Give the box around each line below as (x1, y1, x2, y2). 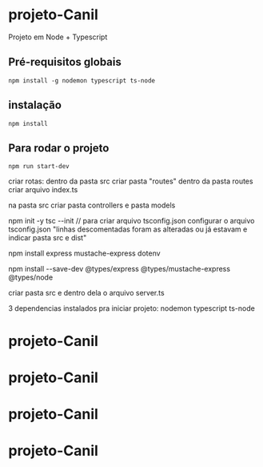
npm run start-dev (8, 163, 70, 171)
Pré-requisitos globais (8, 55, 122, 69)
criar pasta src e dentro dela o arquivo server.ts (8, 288, 165, 298)
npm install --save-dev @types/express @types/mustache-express (8, 264, 230, 274)
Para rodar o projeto (8, 141, 110, 155)
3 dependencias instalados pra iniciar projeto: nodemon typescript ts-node (8, 304, 256, 313)
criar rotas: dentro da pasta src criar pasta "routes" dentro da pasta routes (8, 176, 253, 186)
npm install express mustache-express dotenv (8, 248, 161, 258)
